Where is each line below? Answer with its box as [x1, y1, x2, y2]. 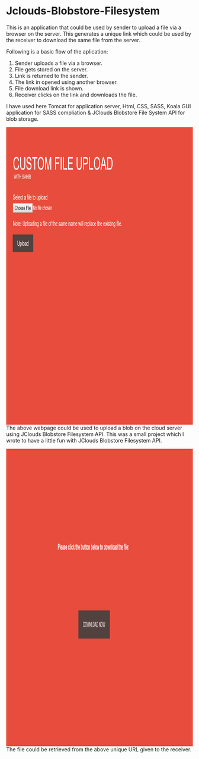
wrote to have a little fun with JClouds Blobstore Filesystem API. [6, 437, 162, 444]
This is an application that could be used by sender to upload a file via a [6, 24, 182, 31]
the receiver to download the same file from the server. [6, 36, 140, 43]
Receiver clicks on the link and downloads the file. [14, 91, 137, 98]
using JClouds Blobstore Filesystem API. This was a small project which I [6, 430, 184, 438]
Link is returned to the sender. [14, 72, 88, 79]
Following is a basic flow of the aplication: [6, 48, 108, 55]
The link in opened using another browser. [14, 79, 118, 86]
